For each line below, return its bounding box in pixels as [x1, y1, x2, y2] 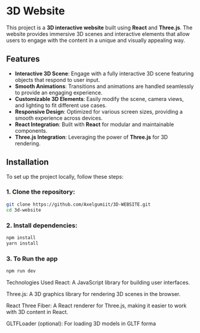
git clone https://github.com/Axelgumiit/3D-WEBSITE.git [6, 201, 151, 207]
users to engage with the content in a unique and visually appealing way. [6, 36, 185, 44]
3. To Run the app [6, 254, 58, 262]
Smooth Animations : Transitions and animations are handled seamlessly [14, 83, 194, 90]
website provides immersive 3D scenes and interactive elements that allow [6, 30, 190, 37]
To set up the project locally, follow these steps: [6, 173, 124, 180]
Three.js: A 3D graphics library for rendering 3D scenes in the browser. [6, 290, 181, 297]
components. [14, 127, 48, 134]
